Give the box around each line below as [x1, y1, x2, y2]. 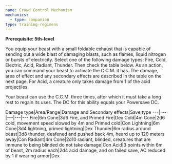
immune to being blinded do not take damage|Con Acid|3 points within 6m [5, 142, 163, 148]
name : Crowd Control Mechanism [5, 7, 72, 13]
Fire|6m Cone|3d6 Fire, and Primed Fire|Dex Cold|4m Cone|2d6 [29, 115, 165, 121]
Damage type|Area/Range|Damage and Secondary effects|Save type [5, 109, 151, 115]
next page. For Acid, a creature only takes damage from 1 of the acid [5, 78, 150, 85]
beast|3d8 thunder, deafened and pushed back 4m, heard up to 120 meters [5, 131, 165, 137]
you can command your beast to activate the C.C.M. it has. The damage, [5, 68, 159, 74]
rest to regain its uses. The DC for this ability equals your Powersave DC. [5, 99, 159, 106]
